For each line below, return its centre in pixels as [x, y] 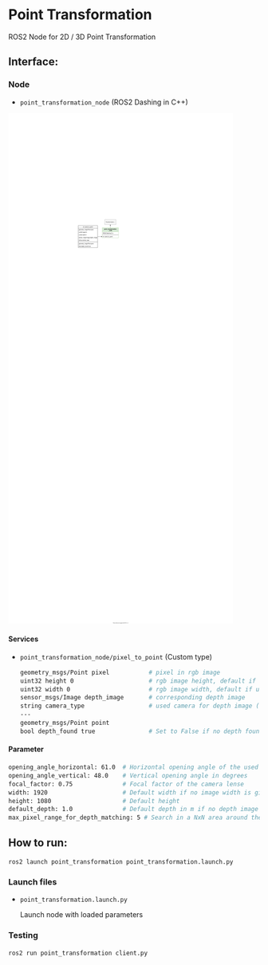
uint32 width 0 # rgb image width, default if [136, 689]
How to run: [38, 843]
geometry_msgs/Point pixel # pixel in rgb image [120, 672]
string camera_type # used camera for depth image [136, 706]
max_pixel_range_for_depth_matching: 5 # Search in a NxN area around [128, 818]
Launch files [33, 881]
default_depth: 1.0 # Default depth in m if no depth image [134, 809]
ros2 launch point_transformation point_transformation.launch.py [121, 862]
